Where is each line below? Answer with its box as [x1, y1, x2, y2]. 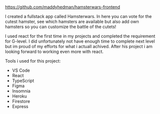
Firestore [12, 98, 31, 104]
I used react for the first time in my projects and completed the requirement [5, 33, 156, 39]
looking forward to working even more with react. [5, 49, 104, 54]
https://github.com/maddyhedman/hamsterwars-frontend [5, 4, 120, 10]
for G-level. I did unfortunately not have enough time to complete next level [5, 38, 155, 44]
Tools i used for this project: [5, 58, 61, 64]
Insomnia [12, 88, 31, 94]
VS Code [12, 67, 30, 73]
